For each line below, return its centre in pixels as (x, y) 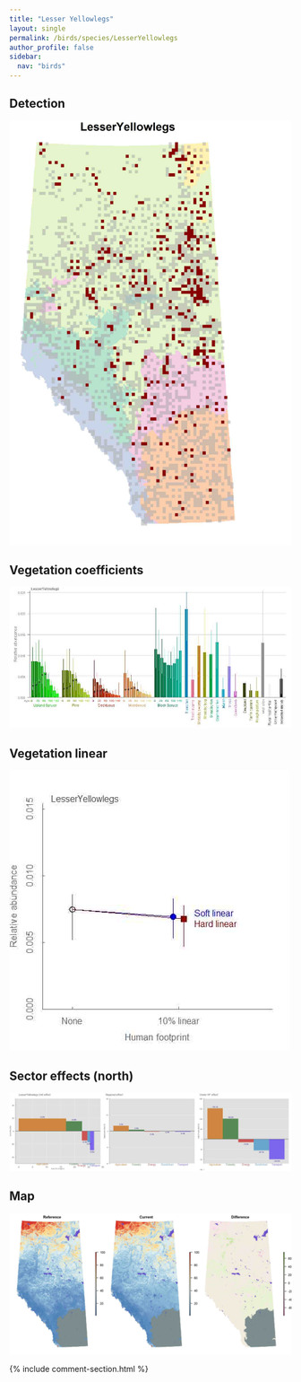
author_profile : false (52, 48)
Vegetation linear (58, 753)
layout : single (38, 28)
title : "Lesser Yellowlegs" (62, 19)
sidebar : (26, 57)
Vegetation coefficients (77, 570)
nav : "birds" (42, 66)
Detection (37, 104)
